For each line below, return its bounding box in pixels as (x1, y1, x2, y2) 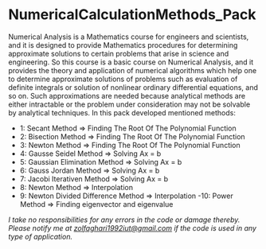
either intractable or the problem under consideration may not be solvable (8, 99, 251, 109)
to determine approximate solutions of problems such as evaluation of (8, 74, 238, 84)
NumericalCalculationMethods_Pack (8, 6, 256, 24)
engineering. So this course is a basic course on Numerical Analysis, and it (8, 57, 254, 67)
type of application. (8, 231, 73, 241)
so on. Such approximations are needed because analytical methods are (8, 91, 245, 100)
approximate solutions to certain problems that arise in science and (8, 49, 229, 58)
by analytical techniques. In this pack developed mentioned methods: (8, 107, 237, 117)
